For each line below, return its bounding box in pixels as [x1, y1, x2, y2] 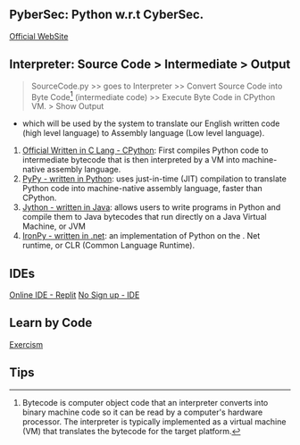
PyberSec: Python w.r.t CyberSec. [9, 7, 204, 22]
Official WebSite [9, 30, 69, 41]
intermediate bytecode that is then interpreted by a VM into [21, 155, 240, 165]
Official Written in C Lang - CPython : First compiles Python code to [21, 145, 269, 155]
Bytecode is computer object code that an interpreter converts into [21, 397, 269, 407]
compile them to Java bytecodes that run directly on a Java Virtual [21, 212, 267, 222]
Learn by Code [9, 315, 93, 331]
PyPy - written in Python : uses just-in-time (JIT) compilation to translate [21, 173, 287, 184]
